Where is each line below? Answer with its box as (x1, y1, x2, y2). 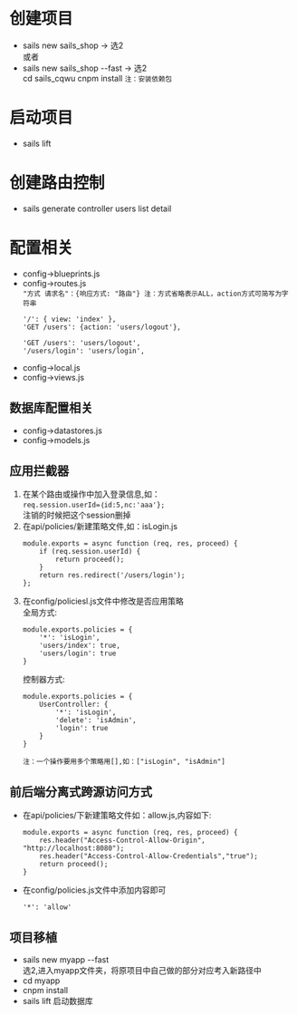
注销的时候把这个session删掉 (22, 509, 131, 521)
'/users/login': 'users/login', (22, 346, 145, 355)
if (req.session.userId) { (39, 547, 141, 556)
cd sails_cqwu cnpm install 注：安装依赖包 (22, 72, 172, 83)
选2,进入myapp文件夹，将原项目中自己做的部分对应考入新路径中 (22, 965, 263, 975)
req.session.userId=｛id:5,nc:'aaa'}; (22, 500, 166, 510)
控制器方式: (22, 674, 65, 685)
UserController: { (39, 700, 109, 710)
